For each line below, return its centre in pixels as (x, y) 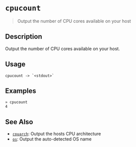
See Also (19, 122)
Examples (21, 91)
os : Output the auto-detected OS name (52, 139)
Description (24, 37)
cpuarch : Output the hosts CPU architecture (57, 134)
